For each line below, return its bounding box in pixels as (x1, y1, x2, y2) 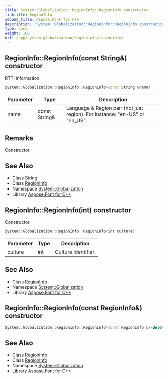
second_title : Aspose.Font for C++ (5, 17, 79, 22)
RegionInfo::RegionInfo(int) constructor (5, 206, 131, 214)
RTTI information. (5, 75, 41, 81)
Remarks (5, 134, 34, 142)
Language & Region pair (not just (66, 104, 143, 111)
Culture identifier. (54, 248, 96, 255)
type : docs (5, 26, 28, 31)
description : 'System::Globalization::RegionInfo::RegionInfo (5, 21, 137, 27)
